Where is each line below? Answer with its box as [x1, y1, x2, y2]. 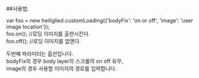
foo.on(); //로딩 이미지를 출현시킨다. [6, 30, 91, 37]
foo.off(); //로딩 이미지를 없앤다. [6, 38, 82, 44]
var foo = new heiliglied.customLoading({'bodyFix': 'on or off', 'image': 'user [6, 17, 194, 24]
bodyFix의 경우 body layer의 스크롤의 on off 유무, [6, 58, 123, 64]
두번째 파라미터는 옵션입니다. [6, 50, 73, 57]
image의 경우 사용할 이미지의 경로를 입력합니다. [6, 65, 117, 72]
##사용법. [6, 5, 29, 12]
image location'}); [6, 23, 50, 30]
